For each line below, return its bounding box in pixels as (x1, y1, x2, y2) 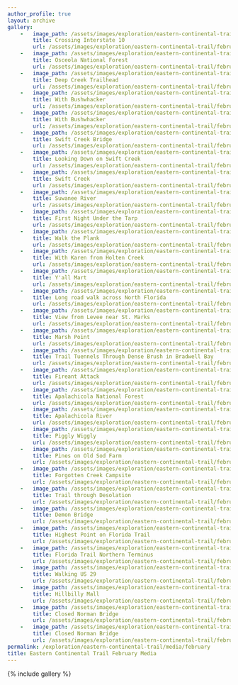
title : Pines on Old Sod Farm (33, 452, 122, 460)
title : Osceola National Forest (33, 57, 129, 64)
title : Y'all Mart (33, 274, 87, 281)
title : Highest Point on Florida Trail (33, 531, 151, 538)
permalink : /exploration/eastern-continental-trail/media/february (7, 643, 211, 650)
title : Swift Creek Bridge (33, 135, 113, 143)
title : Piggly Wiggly (33, 432, 97, 440)
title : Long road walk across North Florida (33, 294, 166, 301)
